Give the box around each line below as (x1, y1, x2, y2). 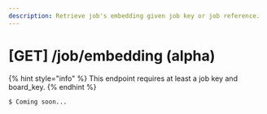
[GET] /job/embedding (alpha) (8, 46, 216, 65)
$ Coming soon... (8, 98, 68, 106)
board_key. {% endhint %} (8, 82, 97, 91)
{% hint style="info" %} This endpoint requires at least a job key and (8, 74, 239, 83)
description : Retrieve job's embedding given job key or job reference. (8, 11, 260, 20)
